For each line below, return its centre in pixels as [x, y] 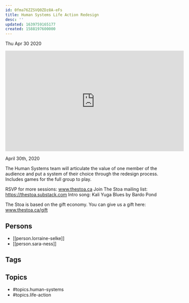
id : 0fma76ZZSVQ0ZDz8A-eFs [34, 10]
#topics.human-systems [38, 290]
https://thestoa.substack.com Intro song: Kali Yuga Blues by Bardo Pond [81, 195]
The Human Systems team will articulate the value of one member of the [81, 169]
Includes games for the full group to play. [48, 179]
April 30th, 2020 [22, 158]
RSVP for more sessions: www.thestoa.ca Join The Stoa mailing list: [76, 189]
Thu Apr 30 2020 [23, 43]
